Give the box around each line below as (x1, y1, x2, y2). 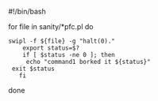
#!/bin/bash (8, 7, 46, 16)
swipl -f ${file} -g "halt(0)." (8, 37, 115, 45)
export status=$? (22, 44, 80, 52)
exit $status (11, 65, 56, 73)
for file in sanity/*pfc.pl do (8, 22, 94, 31)
